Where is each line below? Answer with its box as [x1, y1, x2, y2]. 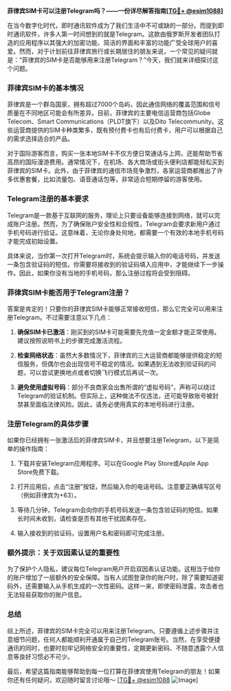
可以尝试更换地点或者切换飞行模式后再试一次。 [29, 368, 162, 376]
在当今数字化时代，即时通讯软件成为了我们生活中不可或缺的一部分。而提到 [7, 21, 218, 30]
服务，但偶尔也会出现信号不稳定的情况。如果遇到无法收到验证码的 [23, 360, 210, 368]
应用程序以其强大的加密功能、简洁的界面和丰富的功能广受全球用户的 [19, 39, 212, 47]
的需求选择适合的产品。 [7, 134, 74, 143]
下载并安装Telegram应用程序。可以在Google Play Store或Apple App [16, 460, 209, 468]
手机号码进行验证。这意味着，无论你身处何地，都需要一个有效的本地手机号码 [7, 228, 224, 236]
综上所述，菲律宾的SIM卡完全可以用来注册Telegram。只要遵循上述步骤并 [7, 626, 214, 635]
